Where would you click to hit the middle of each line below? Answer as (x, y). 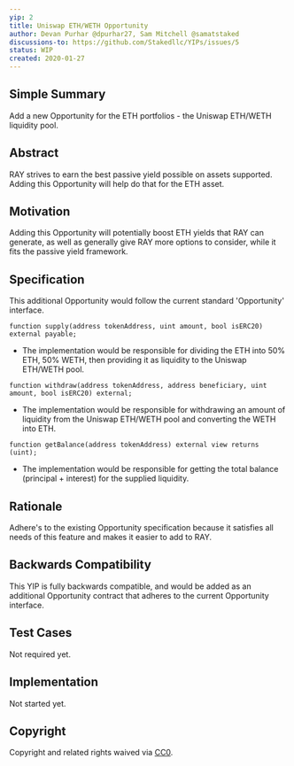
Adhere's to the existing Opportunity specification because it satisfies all (142, 528)
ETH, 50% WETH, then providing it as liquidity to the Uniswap (134, 360)
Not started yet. (38, 703)
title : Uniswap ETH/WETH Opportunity (79, 26)
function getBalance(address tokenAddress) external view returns (134, 445)
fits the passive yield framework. (69, 251)
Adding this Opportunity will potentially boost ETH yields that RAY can (136, 233)
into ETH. (39, 429)
